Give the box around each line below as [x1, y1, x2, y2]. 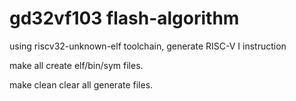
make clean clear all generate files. [9, 78, 154, 91]
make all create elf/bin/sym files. [9, 59, 144, 71]
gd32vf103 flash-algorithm [9, 7, 240, 30]
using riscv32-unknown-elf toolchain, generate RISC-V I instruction [9, 40, 287, 52]
